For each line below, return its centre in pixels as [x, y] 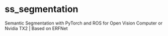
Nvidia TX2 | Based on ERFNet [36, 28]
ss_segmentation [41, 9]
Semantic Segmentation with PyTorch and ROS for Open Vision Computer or [84, 23]
